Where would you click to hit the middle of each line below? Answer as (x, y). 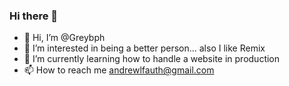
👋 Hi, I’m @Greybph (64, 38)
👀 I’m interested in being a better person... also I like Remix (144, 48)
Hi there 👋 (34, 16)
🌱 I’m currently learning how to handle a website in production (152, 59)
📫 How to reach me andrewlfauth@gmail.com (119, 70)
